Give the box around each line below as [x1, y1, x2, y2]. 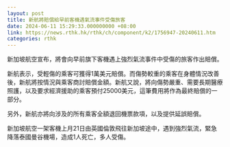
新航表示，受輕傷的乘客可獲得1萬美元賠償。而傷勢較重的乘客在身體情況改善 [7, 70, 220, 78]
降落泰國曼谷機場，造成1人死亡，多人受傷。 [7, 133, 130, 141]
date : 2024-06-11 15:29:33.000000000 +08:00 [7, 23, 136, 29]
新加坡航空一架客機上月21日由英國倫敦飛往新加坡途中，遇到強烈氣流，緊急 [7, 124, 218, 133]
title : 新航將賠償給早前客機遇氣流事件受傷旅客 [7, 16, 126, 23]
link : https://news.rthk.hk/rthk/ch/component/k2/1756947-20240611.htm [7, 29, 216, 36]
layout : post [7, 10, 44, 17]
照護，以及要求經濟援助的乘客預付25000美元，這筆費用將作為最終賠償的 [7, 87, 212, 95]
